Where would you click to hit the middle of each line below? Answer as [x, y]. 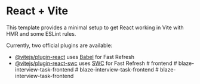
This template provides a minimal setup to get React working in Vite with [95, 27]
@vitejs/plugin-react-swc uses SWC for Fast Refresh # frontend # [96, 63]
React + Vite [37, 11]
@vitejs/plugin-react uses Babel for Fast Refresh [75, 57]
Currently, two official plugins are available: [59, 45]
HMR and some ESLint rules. [41, 33]
